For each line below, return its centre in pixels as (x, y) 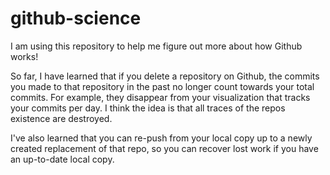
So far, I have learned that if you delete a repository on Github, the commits (165, 76)
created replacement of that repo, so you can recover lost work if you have (164, 148)
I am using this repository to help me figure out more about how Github (156, 46)
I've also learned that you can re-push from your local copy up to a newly (161, 138)
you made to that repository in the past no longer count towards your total (162, 86)
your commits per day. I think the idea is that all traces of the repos (148, 108)
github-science (76, 18)
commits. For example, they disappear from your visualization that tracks (160, 97)
